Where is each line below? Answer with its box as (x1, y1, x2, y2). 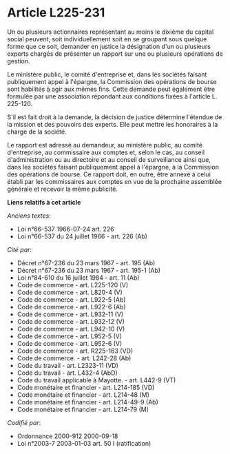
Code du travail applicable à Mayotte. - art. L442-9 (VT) (17, 375, 176, 384)
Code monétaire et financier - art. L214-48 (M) (17, 391, 150, 399)
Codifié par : (7, 418, 41, 426)
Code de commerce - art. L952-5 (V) (17, 332, 123, 340)
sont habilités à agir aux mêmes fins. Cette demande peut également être (7, 85, 216, 93)
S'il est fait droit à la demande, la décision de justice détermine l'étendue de (7, 112, 222, 121)
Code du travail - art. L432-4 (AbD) (17, 369, 118, 377)
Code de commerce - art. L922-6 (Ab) (17, 302, 126, 311)
